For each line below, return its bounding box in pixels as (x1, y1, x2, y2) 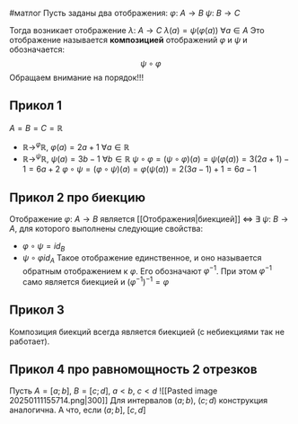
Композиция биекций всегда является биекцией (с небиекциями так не (9, 326, 285, 337)
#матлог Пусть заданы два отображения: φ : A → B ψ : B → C (9, 8, 241, 18)
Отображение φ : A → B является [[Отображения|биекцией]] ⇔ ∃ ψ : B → (9, 213, 289, 224)
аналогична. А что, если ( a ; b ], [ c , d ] (9, 404, 146, 416)
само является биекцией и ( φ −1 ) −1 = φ (22, 275, 170, 287)
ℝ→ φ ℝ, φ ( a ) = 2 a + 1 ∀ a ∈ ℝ (22, 140, 130, 153)
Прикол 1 (9, 98, 63, 113)
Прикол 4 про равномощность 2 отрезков (9, 362, 258, 377)
